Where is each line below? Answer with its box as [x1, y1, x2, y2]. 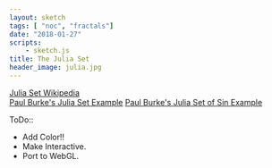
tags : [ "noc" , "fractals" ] [9, 21, 115, 30]
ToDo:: [9, 113, 34, 125]
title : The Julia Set [9, 55, 90, 63]
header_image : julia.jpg [9, 63, 102, 72]
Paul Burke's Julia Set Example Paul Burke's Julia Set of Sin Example [9, 97, 263, 107]
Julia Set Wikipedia [9, 87, 81, 98]
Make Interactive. [21, 140, 87, 152]
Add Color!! [21, 131, 65, 142]
